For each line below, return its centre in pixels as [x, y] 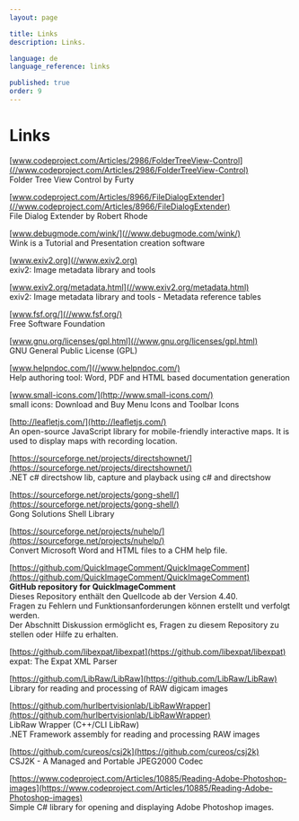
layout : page [34, 17]
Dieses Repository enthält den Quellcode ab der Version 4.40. [123, 596]
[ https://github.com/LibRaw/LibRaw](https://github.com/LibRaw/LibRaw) [143, 678]
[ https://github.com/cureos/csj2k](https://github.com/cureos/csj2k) [134, 751]
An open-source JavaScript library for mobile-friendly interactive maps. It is [149, 431]
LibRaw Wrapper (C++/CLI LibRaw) [75, 724]
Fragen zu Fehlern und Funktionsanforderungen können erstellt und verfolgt [149, 606]
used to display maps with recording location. [93, 441]
